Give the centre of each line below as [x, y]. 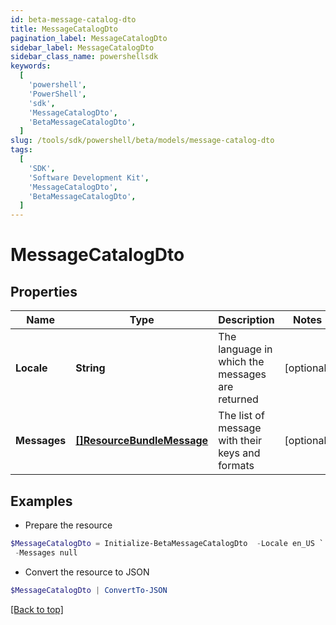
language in [245, 349]
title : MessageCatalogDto [64, 29]
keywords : [31, 66]
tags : [21, 150]
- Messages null [46, 552]
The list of [241, 416]
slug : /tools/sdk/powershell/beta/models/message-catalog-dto [142, 141]
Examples [41, 501]
